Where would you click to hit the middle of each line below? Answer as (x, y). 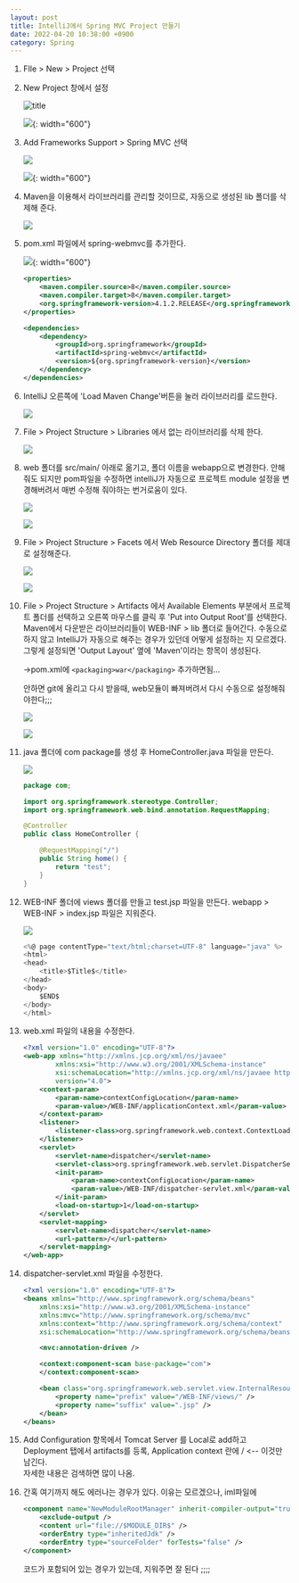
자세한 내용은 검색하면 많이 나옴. (79, 1473)
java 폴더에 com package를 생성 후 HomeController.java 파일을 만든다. (148, 751)
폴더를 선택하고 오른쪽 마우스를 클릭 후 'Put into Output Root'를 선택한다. (160, 617)
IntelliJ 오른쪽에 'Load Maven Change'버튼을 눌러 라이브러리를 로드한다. (150, 396)
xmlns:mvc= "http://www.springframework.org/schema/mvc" (145, 1315)
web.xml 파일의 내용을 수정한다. (79, 1031)
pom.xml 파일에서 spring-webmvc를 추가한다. (104, 244)
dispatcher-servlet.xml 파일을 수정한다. (93, 1273)
